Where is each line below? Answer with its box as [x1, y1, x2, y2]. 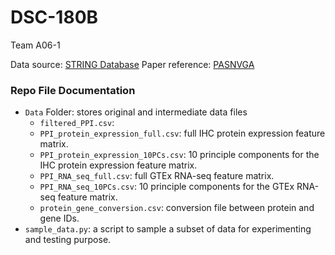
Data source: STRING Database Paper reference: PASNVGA [10, 58, 255, 70]
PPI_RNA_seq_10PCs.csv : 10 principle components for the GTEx [39, 181, 295, 193]
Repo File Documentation [10, 83, 136, 97]
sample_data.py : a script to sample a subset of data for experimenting [24, 223, 312, 235]
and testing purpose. [24, 234, 112, 246]
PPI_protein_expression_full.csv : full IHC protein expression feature [39, 127, 326, 140]
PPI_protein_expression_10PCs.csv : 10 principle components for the [39, 149, 320, 161]
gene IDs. [39, 212, 80, 225]
